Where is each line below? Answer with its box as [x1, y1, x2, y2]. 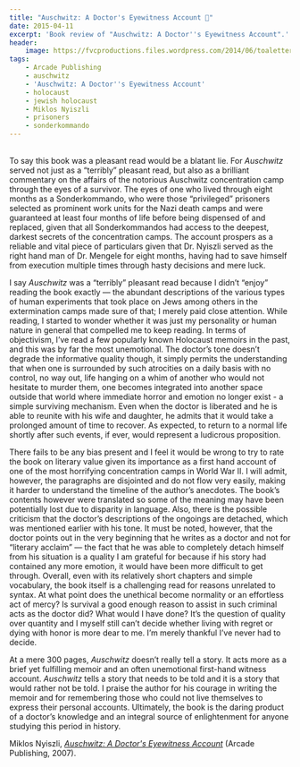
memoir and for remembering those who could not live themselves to [9, 693, 263, 703]
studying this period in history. [9, 721, 121, 731]
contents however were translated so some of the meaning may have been [9, 494, 284, 505]
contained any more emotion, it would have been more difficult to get [9, 561, 263, 571]
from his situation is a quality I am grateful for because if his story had [9, 551, 267, 562]
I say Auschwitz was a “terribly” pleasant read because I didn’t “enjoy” [9, 277, 269, 287]
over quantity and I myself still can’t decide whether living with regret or [9, 618, 274, 628]
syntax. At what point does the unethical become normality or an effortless [9, 590, 284, 600]
